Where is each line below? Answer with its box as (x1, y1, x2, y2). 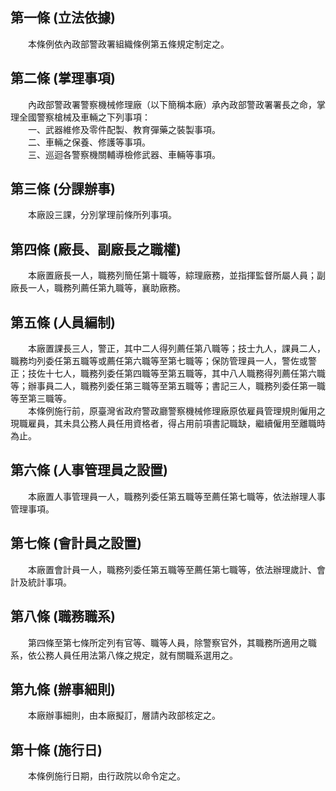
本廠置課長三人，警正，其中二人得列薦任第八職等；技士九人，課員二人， (27, 343, 326, 355)
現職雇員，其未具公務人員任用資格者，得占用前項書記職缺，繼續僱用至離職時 (10, 418, 326, 430)
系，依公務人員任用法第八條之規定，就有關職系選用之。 (10, 649, 238, 661)
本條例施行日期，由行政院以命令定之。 (27, 770, 186, 782)
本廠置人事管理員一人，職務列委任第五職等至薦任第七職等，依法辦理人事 (27, 490, 326, 502)
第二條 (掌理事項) (10, 70, 116, 87)
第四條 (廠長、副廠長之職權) (10, 241, 182, 258)
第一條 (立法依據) (10, 9, 116, 27)
